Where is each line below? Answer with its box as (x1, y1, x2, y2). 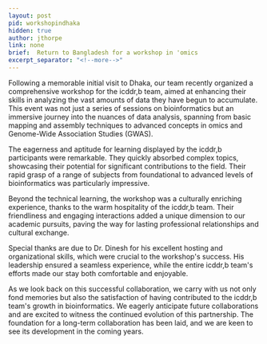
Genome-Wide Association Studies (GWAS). (8, 129, 153, 138)
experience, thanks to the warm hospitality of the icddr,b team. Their (8, 202, 234, 212)
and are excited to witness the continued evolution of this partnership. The (8, 309, 254, 319)
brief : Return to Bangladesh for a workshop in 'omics (8, 49, 198, 57)
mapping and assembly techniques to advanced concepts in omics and (8, 121, 243, 130)
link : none (8, 42, 45, 49)
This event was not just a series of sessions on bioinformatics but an (8, 103, 234, 113)
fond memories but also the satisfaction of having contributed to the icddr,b (8, 292, 257, 302)
